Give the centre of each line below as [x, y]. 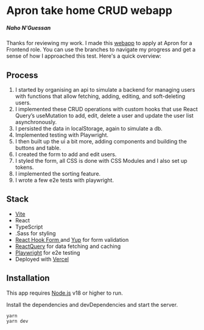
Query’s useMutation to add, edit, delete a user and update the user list [104, 115]
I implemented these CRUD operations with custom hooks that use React [106, 109]
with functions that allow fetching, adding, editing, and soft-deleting [100, 96]
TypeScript [29, 227]
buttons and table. [38, 148]
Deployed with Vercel [42, 259]
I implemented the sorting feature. [58, 173]
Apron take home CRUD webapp [89, 11]
